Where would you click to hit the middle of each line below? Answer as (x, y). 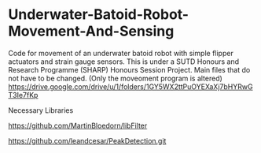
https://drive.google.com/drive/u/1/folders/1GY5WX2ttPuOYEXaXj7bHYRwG (130, 86)
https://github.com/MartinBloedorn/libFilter (78, 125)
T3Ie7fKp (23, 95)
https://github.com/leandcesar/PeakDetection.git (87, 140)
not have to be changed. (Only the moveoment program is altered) (115, 78)
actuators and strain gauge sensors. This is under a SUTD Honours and (124, 62)
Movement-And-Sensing (91, 31)
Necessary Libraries (41, 110)
